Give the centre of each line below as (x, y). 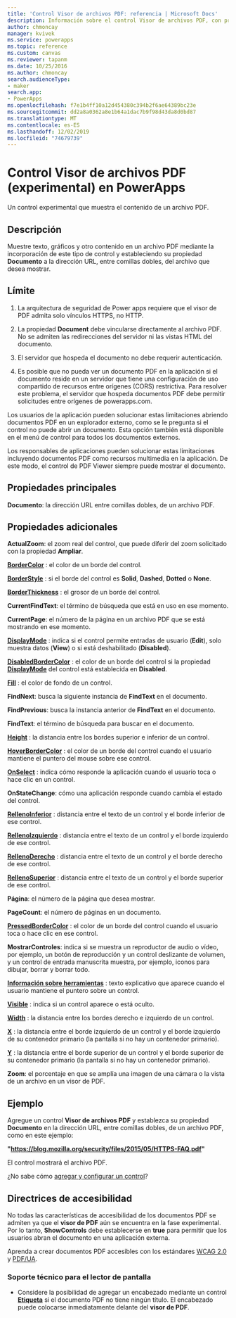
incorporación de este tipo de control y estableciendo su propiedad (105, 254)
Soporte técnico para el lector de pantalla (79, 1276)
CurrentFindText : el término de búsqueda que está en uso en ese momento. (118, 606)
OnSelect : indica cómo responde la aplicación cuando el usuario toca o (112, 772)
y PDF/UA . (22, 1259)
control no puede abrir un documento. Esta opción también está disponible (116, 429)
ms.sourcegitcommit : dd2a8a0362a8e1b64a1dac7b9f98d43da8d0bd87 (102, 112)
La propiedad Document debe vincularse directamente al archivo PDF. (119, 329)
